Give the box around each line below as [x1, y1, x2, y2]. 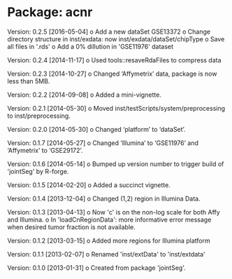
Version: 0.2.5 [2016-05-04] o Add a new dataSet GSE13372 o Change [7, 27, 211, 36]
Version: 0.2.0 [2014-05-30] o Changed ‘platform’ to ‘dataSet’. [7, 125, 186, 133]
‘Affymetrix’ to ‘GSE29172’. [7, 146, 83, 154]
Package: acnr [7, 4, 93, 20]
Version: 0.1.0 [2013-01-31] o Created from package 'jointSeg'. [7, 264, 187, 272]
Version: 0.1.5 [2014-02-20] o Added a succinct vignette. [7, 180, 171, 189]
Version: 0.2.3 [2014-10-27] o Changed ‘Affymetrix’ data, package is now [7, 69, 217, 78]
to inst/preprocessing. [7, 111, 71, 120]
